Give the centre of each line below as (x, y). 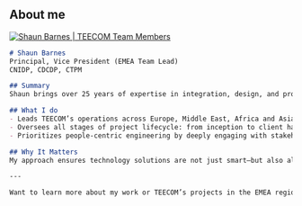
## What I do (34, 111)
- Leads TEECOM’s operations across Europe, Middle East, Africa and (142, 119)
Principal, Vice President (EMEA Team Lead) (94, 61)
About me (37, 15)
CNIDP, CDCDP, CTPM (46, 70)
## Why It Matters (44, 152)
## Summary (30, 86)
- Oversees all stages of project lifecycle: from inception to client (146, 127)
